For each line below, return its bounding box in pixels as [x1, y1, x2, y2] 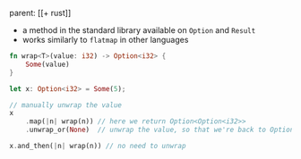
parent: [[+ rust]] [9, 8, 72, 18]
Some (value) [25, 60, 70, 69]
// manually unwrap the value [9, 100, 123, 110]
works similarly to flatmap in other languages [21, 35, 189, 45]
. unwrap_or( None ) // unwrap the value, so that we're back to [25, 125, 267, 135]
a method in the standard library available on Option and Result [21, 25, 256, 35]
